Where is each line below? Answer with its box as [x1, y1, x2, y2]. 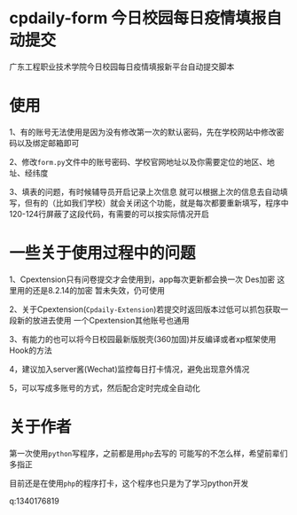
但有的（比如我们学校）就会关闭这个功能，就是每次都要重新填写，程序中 [24, 197, 289, 208]
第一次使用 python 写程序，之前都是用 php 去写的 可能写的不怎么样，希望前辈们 [9, 448, 288, 458]
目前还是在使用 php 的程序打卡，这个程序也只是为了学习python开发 [9, 478, 249, 488]
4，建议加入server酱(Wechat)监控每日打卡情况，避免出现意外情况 [9, 363, 250, 374]
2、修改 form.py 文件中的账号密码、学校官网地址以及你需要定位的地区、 [9, 156, 268, 167]
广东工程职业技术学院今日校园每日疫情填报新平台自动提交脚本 [9, 61, 235, 72]
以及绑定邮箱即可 [16, 137, 80, 148]
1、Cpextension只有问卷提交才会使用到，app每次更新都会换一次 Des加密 [9, 274, 276, 285]
